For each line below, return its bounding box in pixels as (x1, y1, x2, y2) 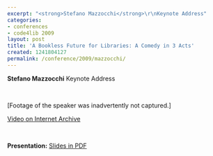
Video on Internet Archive (7, 114, 81, 123)
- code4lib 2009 (7, 29, 54, 37)
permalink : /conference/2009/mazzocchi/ (7, 55, 127, 62)
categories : (7, 17, 42, 24)
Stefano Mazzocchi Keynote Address (7, 74, 116, 83)
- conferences (7, 23, 49, 30)
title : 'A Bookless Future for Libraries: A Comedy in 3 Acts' (7, 42, 195, 49)
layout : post (7, 36, 45, 43)
